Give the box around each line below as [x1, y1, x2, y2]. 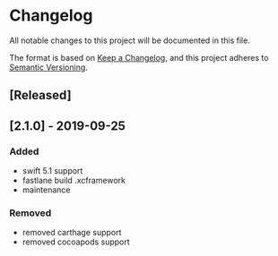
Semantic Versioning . [9, 62, 88, 73]
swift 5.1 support [22, 166, 83, 176]
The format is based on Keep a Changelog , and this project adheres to [9, 52, 269, 63]
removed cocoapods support [22, 236, 130, 247]
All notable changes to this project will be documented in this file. [9, 35, 251, 46]
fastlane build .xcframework [22, 175, 126, 186]
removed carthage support [22, 227, 122, 238]
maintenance [22, 184, 71, 195]
